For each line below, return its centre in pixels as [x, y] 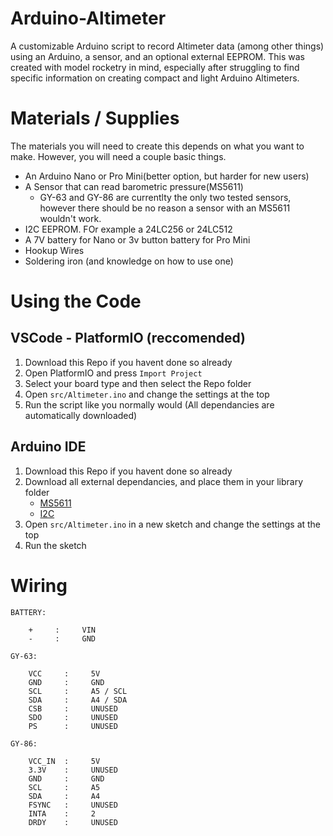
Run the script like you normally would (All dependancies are [149, 404]
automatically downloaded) [81, 415]
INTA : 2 [62, 813]
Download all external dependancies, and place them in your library [164, 481]
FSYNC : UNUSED [73, 805]
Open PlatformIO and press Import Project [113, 373]
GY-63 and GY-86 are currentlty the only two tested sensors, [165, 197]
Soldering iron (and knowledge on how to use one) [129, 261]
